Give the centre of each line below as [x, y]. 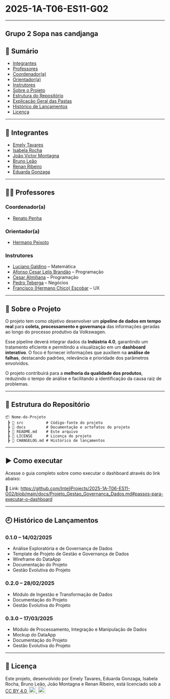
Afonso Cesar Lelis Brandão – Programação [58, 272]
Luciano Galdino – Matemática [44, 267]
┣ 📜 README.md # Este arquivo [43, 432]
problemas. [17, 384]
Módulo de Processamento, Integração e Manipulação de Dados [80, 629]
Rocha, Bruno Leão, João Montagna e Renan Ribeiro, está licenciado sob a [83, 684]
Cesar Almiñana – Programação [46, 277]
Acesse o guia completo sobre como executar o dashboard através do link [83, 473]
